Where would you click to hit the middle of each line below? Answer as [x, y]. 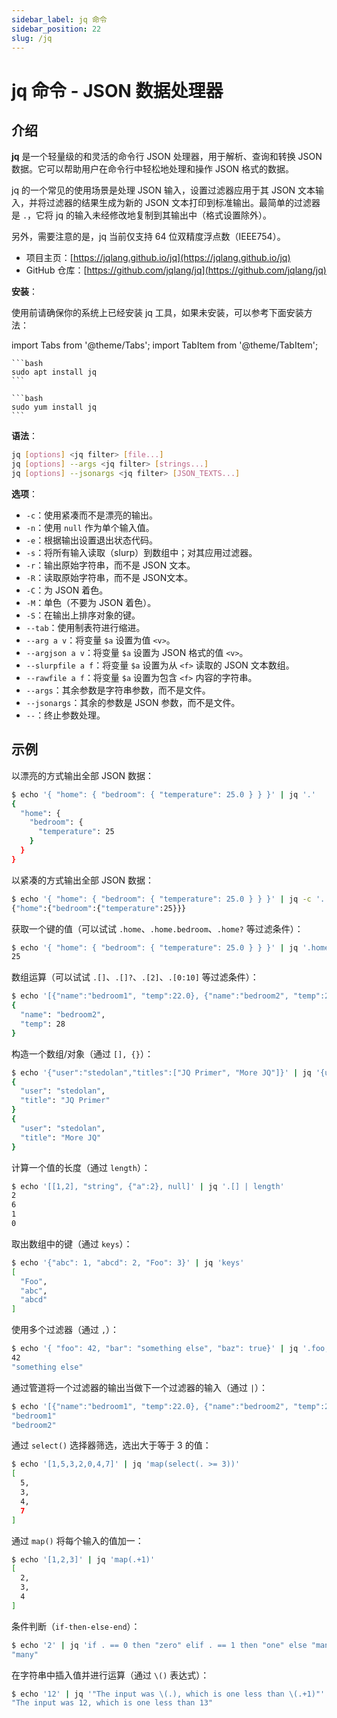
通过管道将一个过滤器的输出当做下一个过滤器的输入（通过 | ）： [140, 1387]
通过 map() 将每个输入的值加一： [77, 1540]
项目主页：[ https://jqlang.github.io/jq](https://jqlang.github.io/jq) [158, 258]
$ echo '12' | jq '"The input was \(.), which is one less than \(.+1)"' [168, 1694]
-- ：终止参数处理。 [65, 715]
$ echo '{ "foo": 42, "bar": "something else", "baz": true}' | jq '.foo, [170, 1349]
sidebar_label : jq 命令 [59, 19]
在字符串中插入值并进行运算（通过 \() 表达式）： [110, 1675]
